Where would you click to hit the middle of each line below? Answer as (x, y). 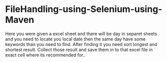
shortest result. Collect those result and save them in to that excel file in (79, 49)
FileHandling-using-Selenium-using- (84, 9)
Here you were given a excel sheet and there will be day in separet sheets (81, 33)
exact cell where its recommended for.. (45, 55)
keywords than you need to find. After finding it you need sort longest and (81, 44)
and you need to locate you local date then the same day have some (75, 39)
